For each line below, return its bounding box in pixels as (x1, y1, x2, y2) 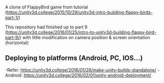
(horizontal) (5, 40, 29, 46)
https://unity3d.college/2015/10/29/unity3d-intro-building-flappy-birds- (6, 9, 153, 15)
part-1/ (5, 15, 19, 20)
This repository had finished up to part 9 (5, 24, 88, 30)
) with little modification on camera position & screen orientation (19, 34, 150, 40)
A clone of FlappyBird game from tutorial (5, 4, 88, 10)
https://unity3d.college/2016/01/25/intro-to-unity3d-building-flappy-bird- (6, 29, 157, 35)
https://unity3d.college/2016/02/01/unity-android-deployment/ (23, 72, 152, 78)
